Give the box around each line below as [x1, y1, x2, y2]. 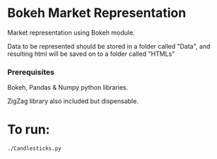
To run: [7, 122, 50, 138]
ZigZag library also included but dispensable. [7, 97, 139, 105]
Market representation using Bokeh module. [7, 28, 136, 37]
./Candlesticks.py [7, 145, 61, 153]
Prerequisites [7, 67, 54, 77]
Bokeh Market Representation [7, 5, 187, 21]
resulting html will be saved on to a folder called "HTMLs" [7, 49, 175, 58]
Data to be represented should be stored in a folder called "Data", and [7, 42, 211, 50]
